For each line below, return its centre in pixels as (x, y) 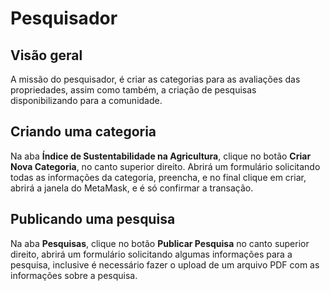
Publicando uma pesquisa (93, 219)
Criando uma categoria (83, 132)
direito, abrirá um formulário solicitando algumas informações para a (151, 254)
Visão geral (46, 55)
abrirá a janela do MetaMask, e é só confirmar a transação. (132, 188)
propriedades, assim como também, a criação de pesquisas (133, 90)
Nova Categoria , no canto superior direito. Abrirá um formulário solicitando (165, 166)
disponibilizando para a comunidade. (86, 100)
